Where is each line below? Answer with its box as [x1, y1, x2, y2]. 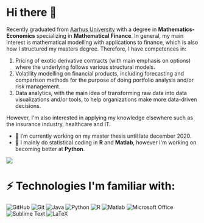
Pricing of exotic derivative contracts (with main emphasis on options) [15, 57, 191, 64]
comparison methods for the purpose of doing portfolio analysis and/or [15, 76, 194, 83]
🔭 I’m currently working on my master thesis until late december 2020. [15, 132, 192, 140]
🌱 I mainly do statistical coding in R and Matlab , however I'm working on [15, 138, 197, 146]
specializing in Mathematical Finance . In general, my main [36, 32, 184, 39]
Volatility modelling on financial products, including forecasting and [15, 69, 185, 77]
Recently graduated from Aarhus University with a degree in [6, 26, 157, 33]
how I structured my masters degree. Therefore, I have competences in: [6, 45, 187, 52]
